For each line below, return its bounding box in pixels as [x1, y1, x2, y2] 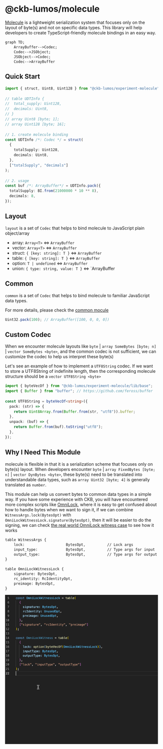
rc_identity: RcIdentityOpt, [14, 576, 73, 581]
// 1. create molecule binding [5, 132, 68, 137]
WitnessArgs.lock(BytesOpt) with [5, 512, 71, 518]
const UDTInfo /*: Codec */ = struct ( [5, 137, 83, 142]
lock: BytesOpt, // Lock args [14, 542, 133, 547]
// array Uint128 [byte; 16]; [5, 122, 66, 127]
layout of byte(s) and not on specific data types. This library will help [5, 24, 142, 30]
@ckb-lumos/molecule [5, 3, 100, 15]
